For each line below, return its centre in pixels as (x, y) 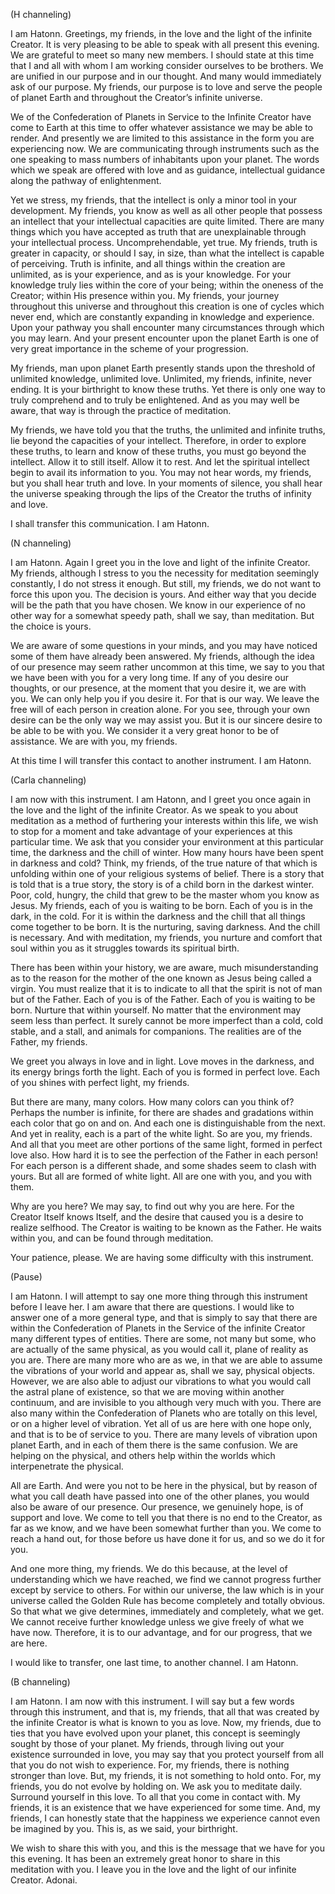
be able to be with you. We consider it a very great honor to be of (145, 730)
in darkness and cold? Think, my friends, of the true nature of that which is (164, 863)
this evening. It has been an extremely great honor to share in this (145, 1858)
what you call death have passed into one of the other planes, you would (160, 1496)
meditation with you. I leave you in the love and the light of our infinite (153, 1869)
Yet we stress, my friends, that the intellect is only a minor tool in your (154, 200)
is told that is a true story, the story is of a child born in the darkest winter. (162, 884)
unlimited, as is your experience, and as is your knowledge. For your (151, 274)
